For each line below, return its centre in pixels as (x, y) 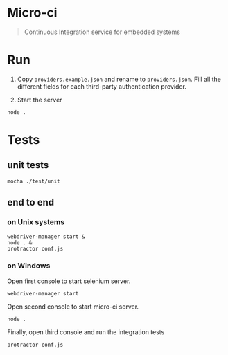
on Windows (29, 266)
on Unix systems (36, 222)
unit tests (28, 165)
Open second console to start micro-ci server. (73, 307)
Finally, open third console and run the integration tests (86, 332)
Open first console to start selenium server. (69, 281)
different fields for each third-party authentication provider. (102, 86)
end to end (30, 202)
